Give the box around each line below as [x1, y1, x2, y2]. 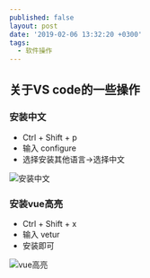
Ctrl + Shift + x [22, 219, 77, 230]
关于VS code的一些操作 [9, 82, 141, 97]
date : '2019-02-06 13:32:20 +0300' [9, 30, 143, 39]
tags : [9, 38, 30, 48]
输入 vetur [22, 230, 60, 240]
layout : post [9, 22, 58, 30]
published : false [9, 13, 75, 22]
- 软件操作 [17, 47, 53, 56]
